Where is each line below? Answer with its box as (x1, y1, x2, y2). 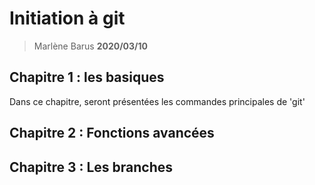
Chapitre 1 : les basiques (9, 69, 165, 86)
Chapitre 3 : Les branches (9, 158, 174, 176)
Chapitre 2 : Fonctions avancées (9, 125, 215, 142)
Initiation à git (9, 7, 126, 30)
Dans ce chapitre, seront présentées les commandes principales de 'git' (9, 95, 306, 107)
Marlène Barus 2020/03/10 (33, 40, 148, 52)
